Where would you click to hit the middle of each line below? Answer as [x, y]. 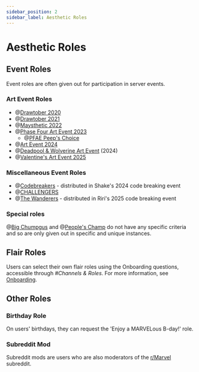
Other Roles [29, 298]
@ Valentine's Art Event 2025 [50, 157]
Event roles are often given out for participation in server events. [86, 84]
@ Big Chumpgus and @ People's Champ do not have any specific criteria [97, 227]
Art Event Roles [29, 99]
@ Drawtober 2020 [38, 112]
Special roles [25, 214]
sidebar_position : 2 [32, 12]
